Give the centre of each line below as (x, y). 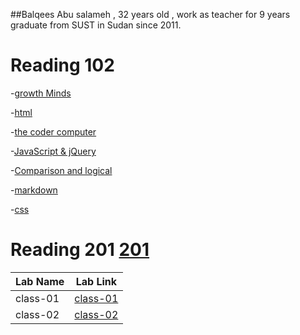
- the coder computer (53, 131)
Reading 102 (62, 65)
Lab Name (40, 281)
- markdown (34, 190)
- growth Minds (41, 93)
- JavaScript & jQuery (53, 151)
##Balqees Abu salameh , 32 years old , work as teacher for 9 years (150, 14)
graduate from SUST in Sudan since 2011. (96, 25)
